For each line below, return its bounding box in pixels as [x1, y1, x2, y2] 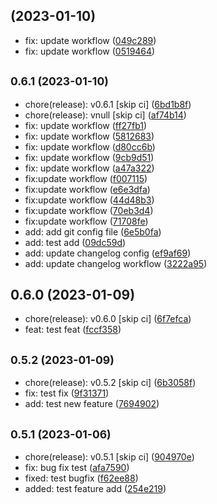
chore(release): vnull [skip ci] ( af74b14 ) [24, 109, 187, 121]
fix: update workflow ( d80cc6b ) [24, 140, 156, 153]
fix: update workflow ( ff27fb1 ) [24, 119, 148, 131]
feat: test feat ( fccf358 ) [24, 324, 122, 336]
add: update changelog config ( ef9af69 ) [24, 247, 192, 259]
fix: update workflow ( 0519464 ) [24, 45, 156, 57]
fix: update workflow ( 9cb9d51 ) [24, 151, 155, 163]
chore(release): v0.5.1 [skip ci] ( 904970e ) [24, 451, 195, 463]
